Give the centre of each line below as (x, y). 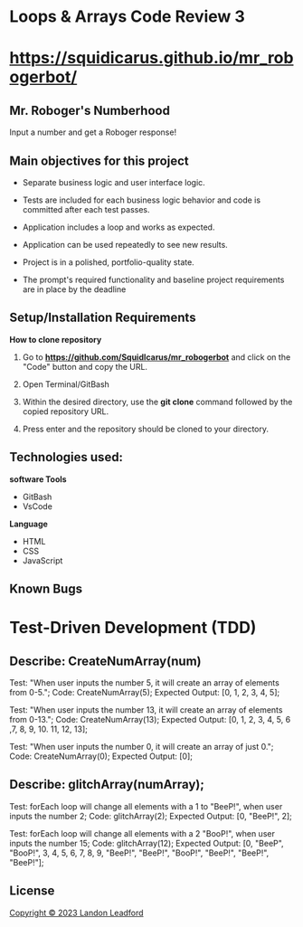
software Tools (38, 479)
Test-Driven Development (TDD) (133, 628)
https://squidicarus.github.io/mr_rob (151, 58)
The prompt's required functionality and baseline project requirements (153, 279)
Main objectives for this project (99, 161)
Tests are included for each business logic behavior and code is (141, 200)
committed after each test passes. (86, 209)
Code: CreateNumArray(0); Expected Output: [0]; (101, 756)
